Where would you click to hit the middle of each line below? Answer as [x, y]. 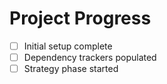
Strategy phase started [71, 69]
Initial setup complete [68, 46]
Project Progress [80, 18]
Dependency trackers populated [90, 57]
